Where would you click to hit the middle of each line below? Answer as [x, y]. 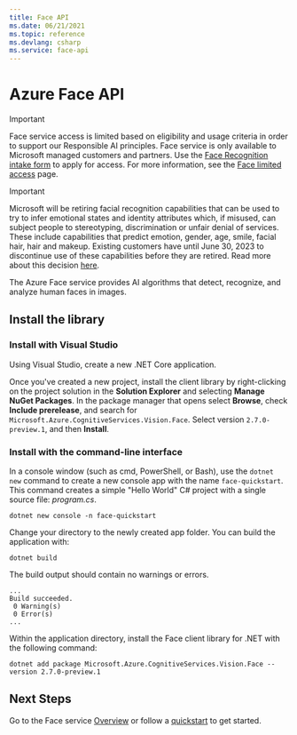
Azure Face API [67, 95]
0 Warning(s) [37, 607]
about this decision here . [55, 265]
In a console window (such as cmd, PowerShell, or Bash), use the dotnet [141, 471]
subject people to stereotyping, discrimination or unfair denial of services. [144, 228]
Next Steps [40, 699]
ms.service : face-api [49, 51]
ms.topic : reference [47, 34]
